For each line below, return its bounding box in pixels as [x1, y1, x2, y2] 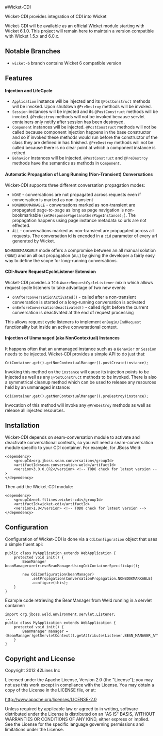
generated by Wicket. [12, 238, 55, 244]
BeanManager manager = [22, 629, 68, 634]
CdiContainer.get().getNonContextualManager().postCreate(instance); [5, 361, 149, 366]
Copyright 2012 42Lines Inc [5, 668, 61, 673]
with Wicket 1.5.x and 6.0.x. [5, 33, 60, 39]
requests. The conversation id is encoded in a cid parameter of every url [12, 233, 158, 239]
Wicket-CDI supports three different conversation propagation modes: [5, 182, 146, 188]
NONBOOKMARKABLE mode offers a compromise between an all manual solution [5, 247, 156, 253]
